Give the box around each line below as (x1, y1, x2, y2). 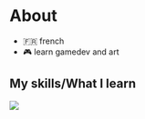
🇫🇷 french (22, 35, 65, 46)
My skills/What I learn (9, 76, 137, 92)
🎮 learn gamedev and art (22, 46, 119, 57)
